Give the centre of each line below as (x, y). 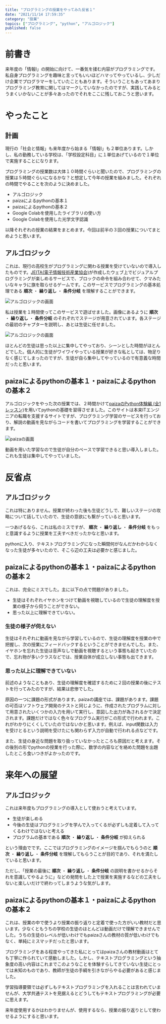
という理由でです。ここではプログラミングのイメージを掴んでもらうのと (79, 848)
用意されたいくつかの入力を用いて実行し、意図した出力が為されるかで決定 (85, 712)
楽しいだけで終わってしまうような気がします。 (65, 883)
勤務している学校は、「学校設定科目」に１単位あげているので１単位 (91, 155)
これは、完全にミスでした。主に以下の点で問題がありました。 (68, 589)
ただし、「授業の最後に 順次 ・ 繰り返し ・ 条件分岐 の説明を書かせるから (79, 871)
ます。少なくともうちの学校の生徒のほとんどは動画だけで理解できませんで (85, 929)
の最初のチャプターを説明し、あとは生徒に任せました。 (61, 324)
